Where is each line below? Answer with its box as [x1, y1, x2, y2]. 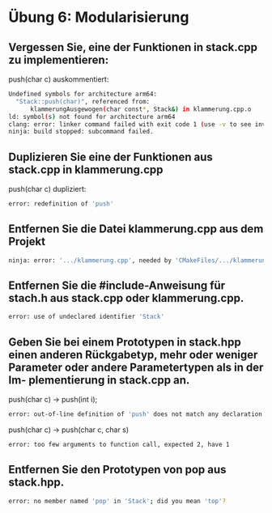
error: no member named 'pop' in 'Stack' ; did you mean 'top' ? [8, 497, 227, 505]
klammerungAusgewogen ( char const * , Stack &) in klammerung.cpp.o [29, 105, 252, 113]
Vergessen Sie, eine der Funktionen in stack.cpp [8, 40, 257, 54]
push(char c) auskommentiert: [8, 74, 109, 84]
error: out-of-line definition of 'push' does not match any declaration [8, 410, 263, 418]
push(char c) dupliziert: [8, 184, 87, 194]
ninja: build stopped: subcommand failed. [8, 128, 154, 136]
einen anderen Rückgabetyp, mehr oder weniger [8, 348, 258, 362]
